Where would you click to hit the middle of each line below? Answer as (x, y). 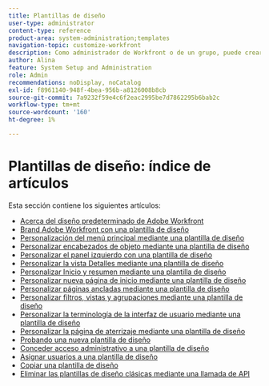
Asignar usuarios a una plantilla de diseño (89, 356)
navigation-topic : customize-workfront (75, 46)
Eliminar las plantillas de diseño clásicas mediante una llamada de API (135, 373)
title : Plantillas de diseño (57, 16)
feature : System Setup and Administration (80, 68)
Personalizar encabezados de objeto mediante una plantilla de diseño (134, 246)
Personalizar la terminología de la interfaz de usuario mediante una (130, 314)
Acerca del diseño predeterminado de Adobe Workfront (112, 221)
